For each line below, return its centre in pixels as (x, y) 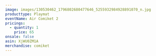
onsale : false (20, 37)
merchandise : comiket (27, 46)
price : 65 (24, 32)
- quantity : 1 (24, 28)
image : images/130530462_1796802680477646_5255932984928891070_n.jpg (78, 9)
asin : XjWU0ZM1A (22, 41)
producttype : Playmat (27, 14)
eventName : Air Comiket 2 (32, 19)
